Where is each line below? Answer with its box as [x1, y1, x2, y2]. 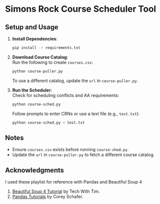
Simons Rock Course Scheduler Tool [5, 3, 157, 15]
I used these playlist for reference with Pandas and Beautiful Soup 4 [5, 179, 142, 185]
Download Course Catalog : [12, 54, 69, 60]
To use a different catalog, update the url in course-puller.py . [12, 77, 138, 84]
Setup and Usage [5, 23, 59, 31]
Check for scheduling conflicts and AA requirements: [12, 92, 119, 98]
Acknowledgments [5, 166, 65, 174]
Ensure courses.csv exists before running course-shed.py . [12, 147, 129, 153]
